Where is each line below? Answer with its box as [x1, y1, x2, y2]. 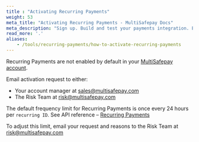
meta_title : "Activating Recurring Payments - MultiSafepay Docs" [6, 20, 174, 25]
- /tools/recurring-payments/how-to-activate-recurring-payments [17, 42, 182, 48]
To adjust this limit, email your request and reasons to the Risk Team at [6, 122, 179, 130]
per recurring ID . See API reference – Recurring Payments [6, 111, 150, 118]
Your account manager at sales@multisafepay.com [14, 87, 139, 94]
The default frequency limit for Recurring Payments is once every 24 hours [6, 105, 189, 112]
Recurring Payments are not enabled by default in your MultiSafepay [6, 57, 174, 65]
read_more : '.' [6, 31, 44, 37]
